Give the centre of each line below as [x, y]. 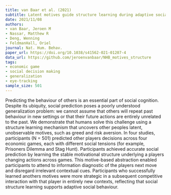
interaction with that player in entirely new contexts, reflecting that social [81, 181]
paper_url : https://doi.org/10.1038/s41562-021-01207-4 [66, 52]
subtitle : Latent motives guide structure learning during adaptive [79, 15]
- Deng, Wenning [22, 39]
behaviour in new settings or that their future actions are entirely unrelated [83, 116]
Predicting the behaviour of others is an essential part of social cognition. [82, 100]
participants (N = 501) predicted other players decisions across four [76, 138]
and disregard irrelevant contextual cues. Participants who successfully [80, 171]
